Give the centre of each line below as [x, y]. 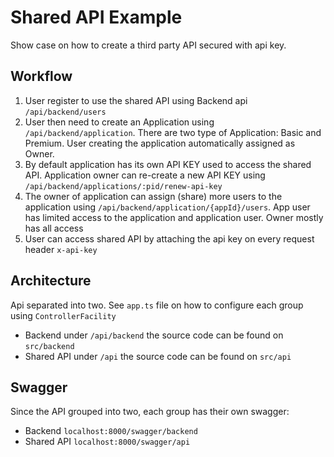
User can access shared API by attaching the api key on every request [169, 238]
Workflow [41, 76]
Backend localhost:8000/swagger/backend [111, 431]
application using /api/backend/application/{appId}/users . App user [167, 207]
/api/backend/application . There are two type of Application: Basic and [173, 132]
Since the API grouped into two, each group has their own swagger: [150, 412]
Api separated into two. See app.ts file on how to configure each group [157, 305]
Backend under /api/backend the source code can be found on [154, 335]
